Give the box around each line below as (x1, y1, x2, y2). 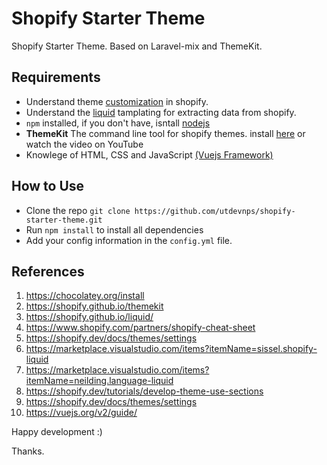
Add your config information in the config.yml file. (25, 234, 233, 246)
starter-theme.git (25, 215, 103, 225)
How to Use (11, 178, 85, 195)
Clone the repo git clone (25, 204, 131, 216)
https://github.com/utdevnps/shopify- (134, 206, 296, 216)
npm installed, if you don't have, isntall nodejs (25, 117, 211, 129)
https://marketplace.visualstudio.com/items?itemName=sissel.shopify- (25, 343, 318, 355)
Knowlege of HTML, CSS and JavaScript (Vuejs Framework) (25, 148, 274, 161)
